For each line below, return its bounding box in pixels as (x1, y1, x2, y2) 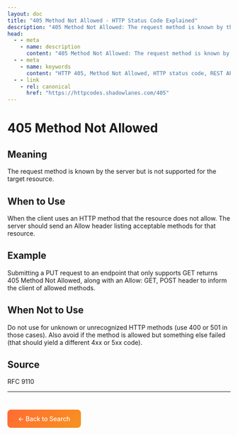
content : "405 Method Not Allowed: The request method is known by (25, 50, 230, 57)
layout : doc (7, 10, 42, 18)
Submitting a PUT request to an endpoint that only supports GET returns (7, 268, 218, 277)
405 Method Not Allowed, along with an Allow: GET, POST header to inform (7, 276, 227, 285)
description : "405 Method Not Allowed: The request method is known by (7, 23, 223, 31)
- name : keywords (20, 63, 72, 70)
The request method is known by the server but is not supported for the (7, 167, 217, 176)
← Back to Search (18, 414, 71, 423)
